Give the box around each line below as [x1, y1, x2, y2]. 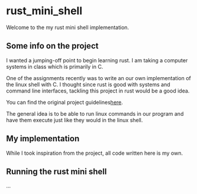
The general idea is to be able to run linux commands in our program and [6, 110, 184, 117]
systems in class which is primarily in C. [6, 63, 104, 70]
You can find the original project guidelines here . [6, 98, 123, 106]
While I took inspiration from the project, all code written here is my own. [6, 150, 183, 157]
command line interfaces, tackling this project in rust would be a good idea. [6, 87, 190, 94]
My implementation [6, 133, 80, 144]
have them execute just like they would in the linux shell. [6, 116, 143, 123]
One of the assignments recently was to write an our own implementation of [6, 74, 191, 81]
